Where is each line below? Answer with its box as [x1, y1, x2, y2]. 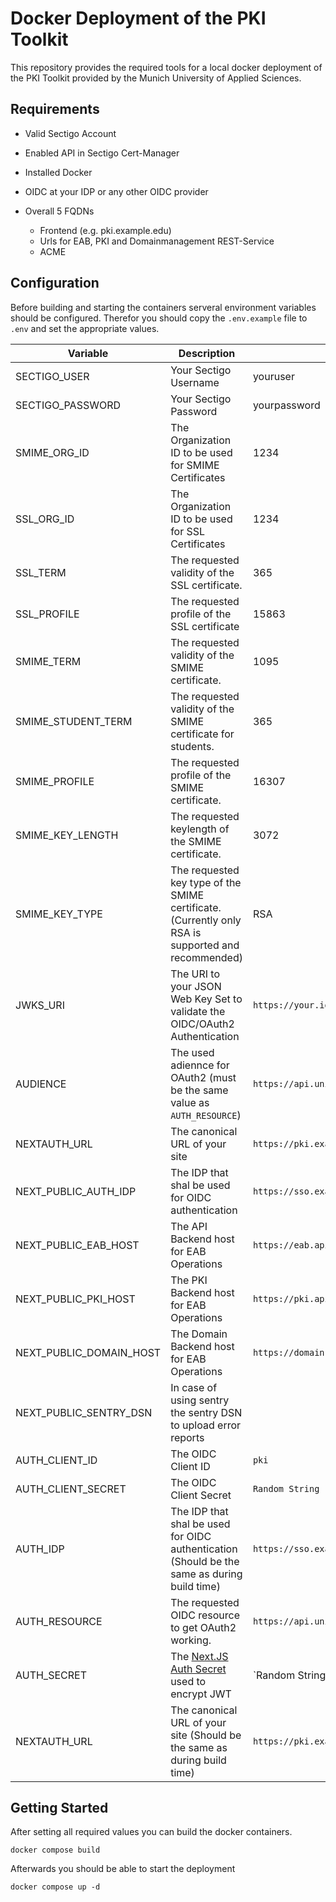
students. [170, 739, 215, 753]
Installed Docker [24, 166, 93, 178]
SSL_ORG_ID [15, 512, 75, 526]
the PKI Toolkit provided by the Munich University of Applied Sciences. [10, 72, 302, 84]
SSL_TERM [15, 565, 67, 579]
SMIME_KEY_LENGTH [15, 828, 119, 842]
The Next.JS [170, 1649, 229, 1663]
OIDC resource [170, 1608, 241, 1622]
